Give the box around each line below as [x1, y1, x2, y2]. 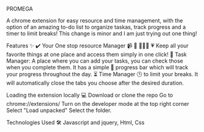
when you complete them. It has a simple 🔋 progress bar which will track [6, 64, 189, 71]
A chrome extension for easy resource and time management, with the [6, 17, 183, 24]
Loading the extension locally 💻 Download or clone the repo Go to [6, 91, 174, 99]
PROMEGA [6, 5, 33, 12]
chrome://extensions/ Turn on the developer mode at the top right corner [6, 100, 189, 107]
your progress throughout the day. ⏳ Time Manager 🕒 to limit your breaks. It [6, 71, 199, 78]
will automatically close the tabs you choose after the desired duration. [6, 79, 184, 86]
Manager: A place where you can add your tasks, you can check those [6, 57, 184, 64]
